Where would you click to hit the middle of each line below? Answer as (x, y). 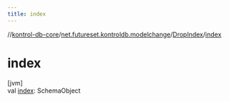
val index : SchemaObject (44, 91)
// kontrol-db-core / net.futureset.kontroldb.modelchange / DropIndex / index (114, 34)
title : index (27, 14)
